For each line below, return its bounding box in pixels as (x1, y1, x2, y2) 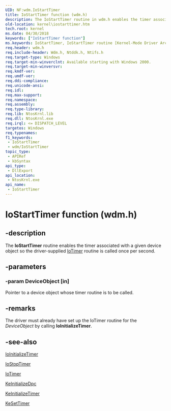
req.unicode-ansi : (5, 83, 44, 88)
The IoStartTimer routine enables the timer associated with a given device (5, 242, 161, 248)
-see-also (5, 337, 37, 346)
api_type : (5, 163, 26, 168)
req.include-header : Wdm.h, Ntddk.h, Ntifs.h (5, 50, 103, 55)
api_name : (5, 182, 26, 187)
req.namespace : (5, 97, 38, 102)
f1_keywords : (5, 135, 33, 140)
